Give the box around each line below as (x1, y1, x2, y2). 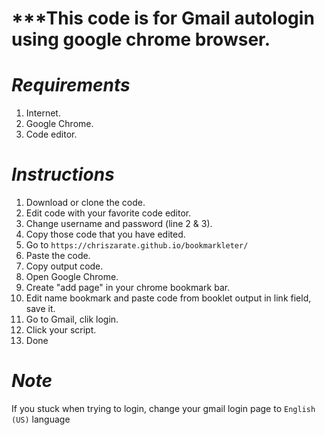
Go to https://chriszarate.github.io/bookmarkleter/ (25, 239, 249, 251)
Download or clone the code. (25, 197, 146, 209)
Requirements (11, 74, 131, 97)
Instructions (11, 163, 115, 186)
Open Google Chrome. (25, 271, 119, 283)
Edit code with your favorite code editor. (25, 207, 192, 219)
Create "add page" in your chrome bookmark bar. (25, 282, 231, 294)
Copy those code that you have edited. (25, 228, 186, 241)
